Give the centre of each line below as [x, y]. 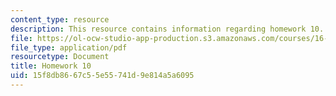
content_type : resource [60, 19]
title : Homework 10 [51, 66]
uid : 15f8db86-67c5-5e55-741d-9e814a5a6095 [102, 76]
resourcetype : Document [60, 57]
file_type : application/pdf [69, 47]
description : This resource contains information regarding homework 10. [167, 29]
